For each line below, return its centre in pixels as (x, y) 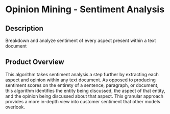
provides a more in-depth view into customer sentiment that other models (83, 101)
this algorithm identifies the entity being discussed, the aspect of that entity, (85, 90)
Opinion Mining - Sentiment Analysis (85, 9)
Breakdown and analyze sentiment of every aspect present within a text (81, 40)
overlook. (15, 107)
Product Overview (35, 62)
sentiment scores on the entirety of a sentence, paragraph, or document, (82, 85)
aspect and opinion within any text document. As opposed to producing (80, 80)
